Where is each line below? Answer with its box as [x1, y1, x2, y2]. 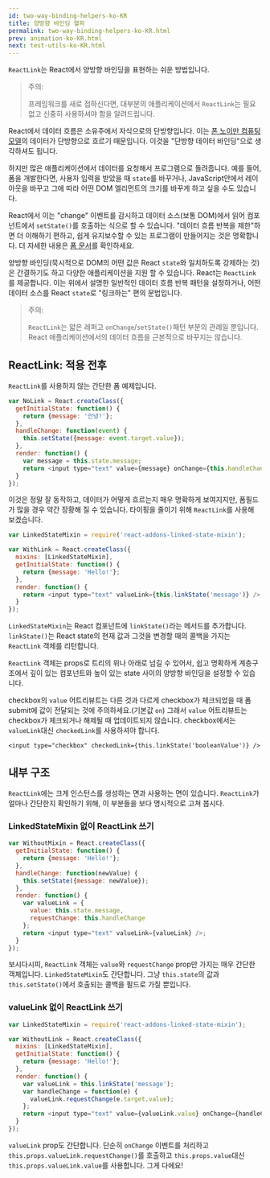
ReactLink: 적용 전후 [8, 358, 107, 372]
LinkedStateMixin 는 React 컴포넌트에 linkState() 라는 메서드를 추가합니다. [8, 621, 247, 631]
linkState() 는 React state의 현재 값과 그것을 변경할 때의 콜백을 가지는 [8, 631, 231, 640]
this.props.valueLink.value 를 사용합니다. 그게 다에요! [8, 1160, 183, 1170]
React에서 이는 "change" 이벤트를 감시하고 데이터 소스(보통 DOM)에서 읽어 [8, 211, 245, 220]
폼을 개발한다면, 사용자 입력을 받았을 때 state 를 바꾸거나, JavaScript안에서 [8, 174, 243, 183]
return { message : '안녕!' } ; [22, 412, 114, 420]
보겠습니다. [8, 515, 43, 525]
